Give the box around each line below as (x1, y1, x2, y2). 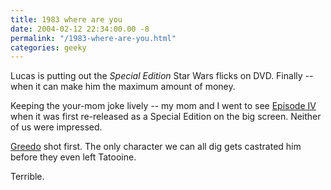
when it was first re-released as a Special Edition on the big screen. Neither (10, 111, 322, 123)
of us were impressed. (10, 121, 103, 133)
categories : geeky (10, 42, 87, 53)
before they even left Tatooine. (10, 151, 137, 163)
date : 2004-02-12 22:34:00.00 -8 (10, 24, 150, 34)
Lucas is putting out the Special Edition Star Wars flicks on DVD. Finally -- (10, 70, 314, 82)
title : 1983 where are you (10, 14, 123, 25)
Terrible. (10, 171, 45, 183)
